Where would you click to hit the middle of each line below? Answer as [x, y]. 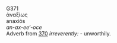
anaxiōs [16, 21]
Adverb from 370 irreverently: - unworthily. [58, 34]
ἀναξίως [17, 15]
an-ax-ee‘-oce [24, 27]
